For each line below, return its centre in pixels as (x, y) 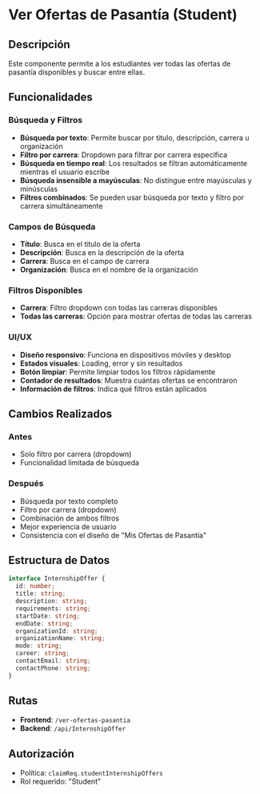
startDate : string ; (48, 616)
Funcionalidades (51, 97)
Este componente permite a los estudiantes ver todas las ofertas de (120, 63)
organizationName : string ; (60, 638)
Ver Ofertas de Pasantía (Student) (123, 15)
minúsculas (39, 188)
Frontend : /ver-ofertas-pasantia (75, 720)
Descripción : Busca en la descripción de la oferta (102, 252)
